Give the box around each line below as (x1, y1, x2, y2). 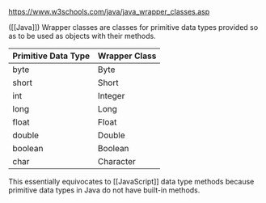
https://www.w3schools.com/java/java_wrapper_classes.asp (8, 7, 210, 16)
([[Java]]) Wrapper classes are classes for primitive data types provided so (8, 23, 259, 32)
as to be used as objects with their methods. (8, 32, 156, 40)
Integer (97, 91, 125, 101)
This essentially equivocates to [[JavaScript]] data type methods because (8, 177, 255, 186)
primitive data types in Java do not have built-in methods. (8, 185, 201, 195)
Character (97, 156, 136, 167)
